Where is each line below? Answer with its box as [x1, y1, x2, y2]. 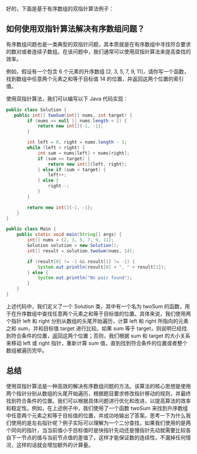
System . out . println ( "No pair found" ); [37, 275, 133, 281]
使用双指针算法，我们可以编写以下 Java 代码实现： [6, 95, 129, 102]
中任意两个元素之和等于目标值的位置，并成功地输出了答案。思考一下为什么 [6, 412, 186, 419]
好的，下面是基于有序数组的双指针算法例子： [6, 5, 114, 12]
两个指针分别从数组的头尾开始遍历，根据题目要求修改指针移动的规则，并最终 [6, 390, 191, 397]
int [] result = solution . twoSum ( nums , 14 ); [27, 248, 135, 254]
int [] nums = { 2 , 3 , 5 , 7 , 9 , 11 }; [27, 237, 114, 243]
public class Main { [6, 226, 57, 232]
